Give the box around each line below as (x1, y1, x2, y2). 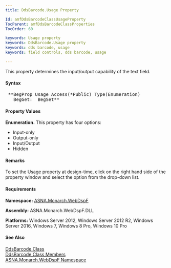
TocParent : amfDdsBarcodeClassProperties (5, 22, 95, 27)
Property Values (5, 108, 41, 114)
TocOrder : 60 (5, 26, 33, 31)
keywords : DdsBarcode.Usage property (5, 40, 86, 46)
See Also (5, 234, 25, 241)
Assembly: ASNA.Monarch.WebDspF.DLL (5, 207, 94, 213)
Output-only (12, 135, 38, 141)
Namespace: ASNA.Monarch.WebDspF (5, 197, 89, 203)
